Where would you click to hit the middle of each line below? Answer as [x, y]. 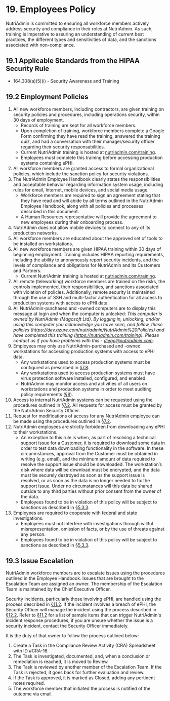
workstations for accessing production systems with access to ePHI [84, 351]
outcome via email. [33, 694]
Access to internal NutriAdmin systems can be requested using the [83, 400]
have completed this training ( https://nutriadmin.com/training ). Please [86, 335]
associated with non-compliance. [40, 45]
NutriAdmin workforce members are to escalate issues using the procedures [85, 573]
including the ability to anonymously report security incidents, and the [86, 260]
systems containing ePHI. [47, 163]
